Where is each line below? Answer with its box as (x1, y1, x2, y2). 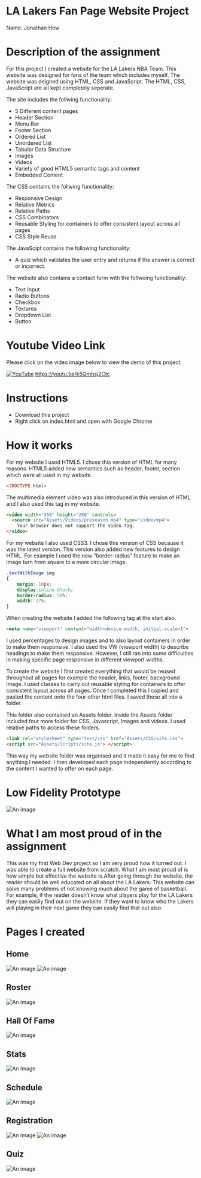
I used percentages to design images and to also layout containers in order (6, 637, 191, 644)
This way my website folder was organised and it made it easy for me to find (6, 752, 194, 759)
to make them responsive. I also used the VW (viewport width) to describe (6, 643, 189, 651)
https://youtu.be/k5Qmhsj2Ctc (35, 370, 111, 377)
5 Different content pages (14, 107, 78, 115)
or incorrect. (14, 263, 46, 270)
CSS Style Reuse (14, 232, 57, 240)
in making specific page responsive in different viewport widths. (6, 656, 165, 663)
